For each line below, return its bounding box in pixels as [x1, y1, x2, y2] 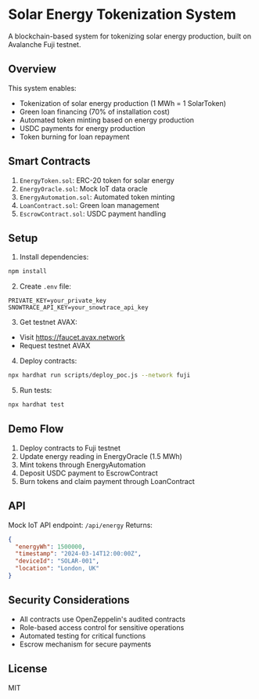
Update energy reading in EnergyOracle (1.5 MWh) [19, 451, 182, 461]
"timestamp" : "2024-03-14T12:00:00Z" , [15, 550, 142, 558]
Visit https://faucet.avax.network [19, 333, 125, 342]
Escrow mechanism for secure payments [19, 639, 152, 649]
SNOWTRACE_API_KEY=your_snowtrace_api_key [8, 304, 149, 311]
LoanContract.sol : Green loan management [19, 200, 160, 209]
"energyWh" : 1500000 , [15, 543, 86, 551]
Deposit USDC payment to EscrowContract [19, 468, 158, 478]
